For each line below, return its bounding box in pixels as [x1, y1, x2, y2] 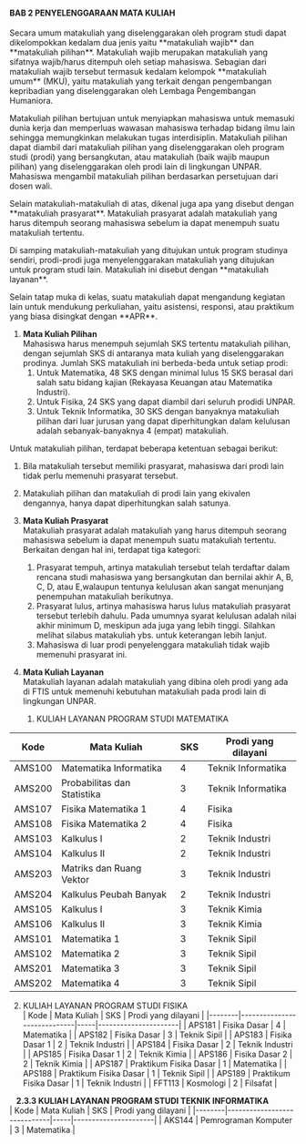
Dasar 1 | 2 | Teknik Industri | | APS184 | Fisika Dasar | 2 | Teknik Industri [22, 1039, 293, 1050]
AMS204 [14, 888, 53, 901]
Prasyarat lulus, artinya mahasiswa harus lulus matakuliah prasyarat [36, 601, 291, 612]
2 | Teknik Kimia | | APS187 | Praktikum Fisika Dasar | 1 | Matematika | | [22, 1058, 287, 1069]
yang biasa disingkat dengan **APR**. [9, 311, 158, 322]
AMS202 [14, 977, 53, 990]
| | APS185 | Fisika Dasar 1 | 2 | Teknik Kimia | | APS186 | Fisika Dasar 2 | [22, 1048, 293, 1060]
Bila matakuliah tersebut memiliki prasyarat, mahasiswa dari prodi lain [22, 461, 284, 472]
